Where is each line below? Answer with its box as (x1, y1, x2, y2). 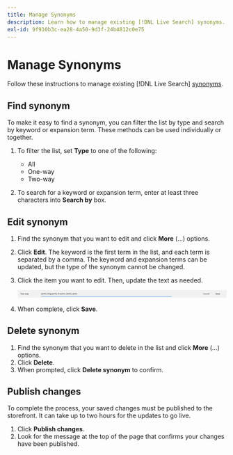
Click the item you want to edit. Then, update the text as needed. (17, 276, 203, 285)
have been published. (17, 440, 80, 448)
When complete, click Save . (17, 305, 98, 313)
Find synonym (7, 99, 71, 111)
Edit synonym (7, 216, 68, 227)
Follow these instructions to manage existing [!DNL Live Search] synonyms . (7, 80, 224, 88)
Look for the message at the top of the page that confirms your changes (17, 432, 225, 441)
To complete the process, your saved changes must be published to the (7, 404, 214, 413)
